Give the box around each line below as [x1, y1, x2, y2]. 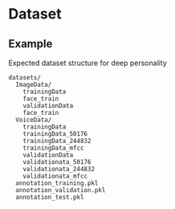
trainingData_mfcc [22, 144, 84, 152]
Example [8, 37, 53, 51]
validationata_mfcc [22, 172, 88, 180]
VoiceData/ [15, 116, 52, 124]
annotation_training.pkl [15, 179, 99, 187]
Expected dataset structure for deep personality [8, 58, 167, 68]
